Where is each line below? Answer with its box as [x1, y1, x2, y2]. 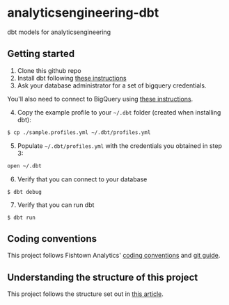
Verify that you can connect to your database [17, 175, 148, 183]
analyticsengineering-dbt [7, 5, 159, 21]
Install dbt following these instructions [17, 74, 127, 82]
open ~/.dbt [7, 162, 42, 170]
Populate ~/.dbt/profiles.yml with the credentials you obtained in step [17, 141, 223, 150]
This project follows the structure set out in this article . [7, 290, 164, 298]
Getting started [7, 48, 75, 60]
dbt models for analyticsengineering [7, 28, 111, 36]
